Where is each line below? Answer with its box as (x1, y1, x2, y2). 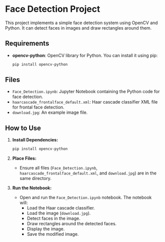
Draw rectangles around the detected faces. (27, 221, 117, 227)
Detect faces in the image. (27, 215, 80, 221)
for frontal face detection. (12, 104, 65, 110)
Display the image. (27, 226, 65, 232)
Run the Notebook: (12, 185, 52, 191)
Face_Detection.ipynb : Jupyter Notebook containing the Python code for (12, 89, 160, 95)
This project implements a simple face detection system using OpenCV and (5, 20, 158, 26)
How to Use (5, 124, 41, 132)
